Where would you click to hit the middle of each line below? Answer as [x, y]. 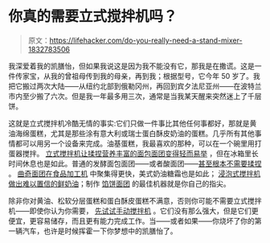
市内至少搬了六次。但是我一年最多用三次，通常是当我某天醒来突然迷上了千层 [135, 96]
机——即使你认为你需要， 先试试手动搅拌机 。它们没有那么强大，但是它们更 [133, 211]
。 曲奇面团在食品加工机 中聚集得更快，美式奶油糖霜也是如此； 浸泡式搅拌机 [135, 173]
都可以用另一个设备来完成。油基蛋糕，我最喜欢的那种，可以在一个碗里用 [135, 143]
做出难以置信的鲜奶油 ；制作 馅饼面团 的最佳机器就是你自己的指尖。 [119, 183]
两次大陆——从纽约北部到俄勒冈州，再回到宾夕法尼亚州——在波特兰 [149, 86]
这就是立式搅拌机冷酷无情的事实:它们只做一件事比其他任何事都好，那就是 [129, 123]
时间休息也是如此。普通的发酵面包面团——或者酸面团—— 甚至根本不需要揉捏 [135, 163]
